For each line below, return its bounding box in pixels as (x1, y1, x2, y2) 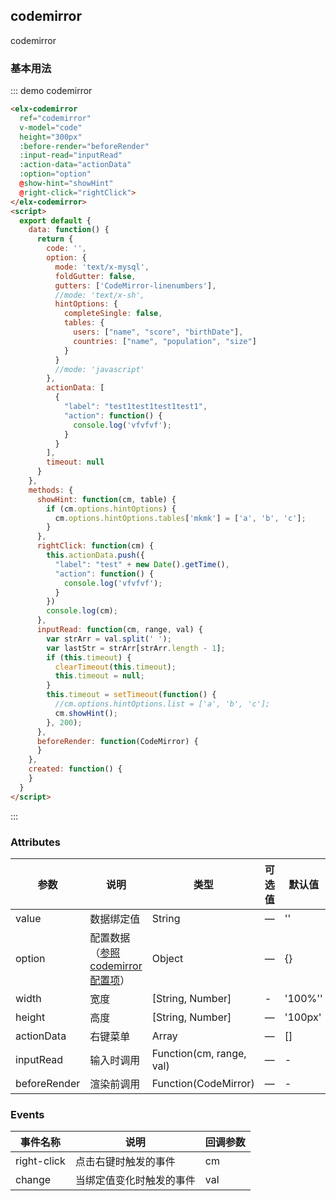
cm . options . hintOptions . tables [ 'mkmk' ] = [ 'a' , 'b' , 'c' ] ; (54, 513, 307, 523)
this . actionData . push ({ (46, 550, 145, 561)
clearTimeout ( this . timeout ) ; (54, 662, 177, 672)
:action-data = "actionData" (19, 160, 132, 170)
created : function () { (28, 764, 123, 774)
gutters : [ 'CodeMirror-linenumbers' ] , (54, 280, 217, 291)
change (15, 1173, 52, 1187)
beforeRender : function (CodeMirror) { (36, 736, 199, 746)
